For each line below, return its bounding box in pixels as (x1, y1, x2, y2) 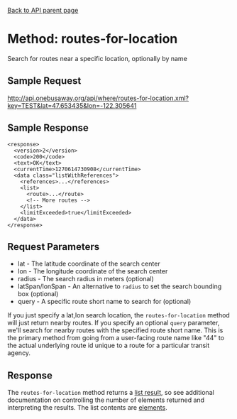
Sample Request (7, 75, 82, 87)
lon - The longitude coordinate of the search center (17, 267, 168, 276)
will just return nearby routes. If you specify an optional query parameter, (7, 319, 220, 327)
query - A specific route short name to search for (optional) (17, 298, 192, 306)
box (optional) (17, 290, 59, 298)
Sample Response (7, 122, 89, 134)
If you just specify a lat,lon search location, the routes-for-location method (7, 311, 231, 320)
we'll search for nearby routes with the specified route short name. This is (7, 326, 224, 334)
